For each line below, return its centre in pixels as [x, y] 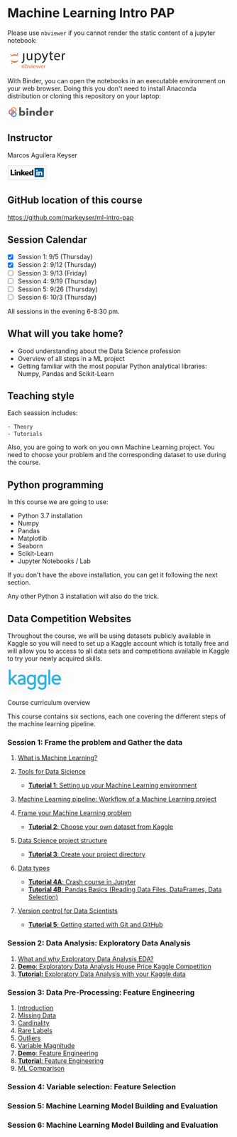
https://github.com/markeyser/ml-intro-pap [71, 217]
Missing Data [37, 1015]
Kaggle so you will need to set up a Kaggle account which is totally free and [118, 643]
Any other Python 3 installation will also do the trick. [83, 597]
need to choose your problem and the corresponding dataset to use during [117, 455]
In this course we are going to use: [58, 502]
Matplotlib [32, 538]
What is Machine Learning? [57, 758]
